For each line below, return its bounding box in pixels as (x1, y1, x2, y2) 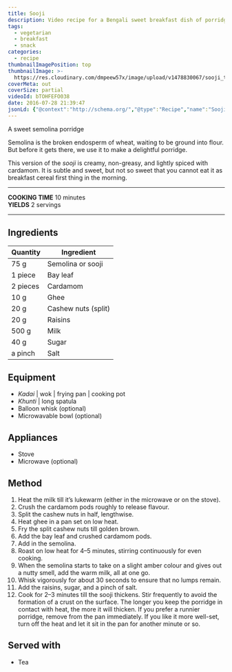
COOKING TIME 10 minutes (8, 193, 85, 202)
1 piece (11, 270, 36, 279)
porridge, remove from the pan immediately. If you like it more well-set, (17, 613, 220, 620)
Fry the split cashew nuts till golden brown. (17, 525, 140, 533)
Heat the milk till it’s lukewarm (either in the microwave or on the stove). (17, 496, 221, 503)
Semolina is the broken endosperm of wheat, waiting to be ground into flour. (8, 138, 224, 147)
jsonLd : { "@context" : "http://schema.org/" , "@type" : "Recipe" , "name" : (8, 106, 209, 113)
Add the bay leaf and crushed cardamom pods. (17, 532, 152, 540)
